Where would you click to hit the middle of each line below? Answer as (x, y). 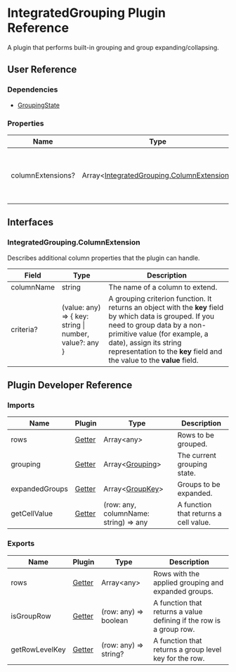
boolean (114, 620)
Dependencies (33, 89)
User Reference (42, 69)
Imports (21, 405)
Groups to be (199, 485)
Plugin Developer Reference (70, 385)
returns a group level (188, 649)
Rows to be (196, 435)
